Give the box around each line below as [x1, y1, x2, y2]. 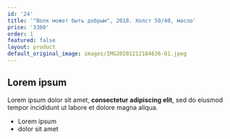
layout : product [7, 43, 56, 51]
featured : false [7, 37, 56, 44]
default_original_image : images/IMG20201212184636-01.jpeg [7, 51, 187, 58]
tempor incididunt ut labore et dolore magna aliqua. [7, 103, 159, 111]
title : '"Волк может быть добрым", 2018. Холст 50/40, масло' [7, 17, 196, 24]
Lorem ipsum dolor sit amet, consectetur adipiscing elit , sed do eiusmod [7, 96, 224, 104]
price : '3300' [7, 24, 50, 31]
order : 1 [7, 30, 34, 38]
